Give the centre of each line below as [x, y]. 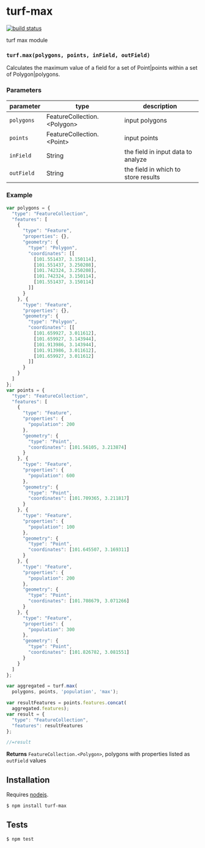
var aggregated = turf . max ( [42, 686]
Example [20, 195]
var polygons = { [28, 208]
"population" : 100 [52, 527]
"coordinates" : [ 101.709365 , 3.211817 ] [79, 498]
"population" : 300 [52, 629]
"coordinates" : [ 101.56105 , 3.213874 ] [77, 447]
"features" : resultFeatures [48, 725]
